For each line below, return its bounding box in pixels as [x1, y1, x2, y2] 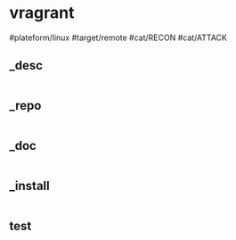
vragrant [9, 3, 75, 23]
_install [9, 178, 51, 194]
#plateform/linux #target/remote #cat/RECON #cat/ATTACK [9, 32, 228, 43]
